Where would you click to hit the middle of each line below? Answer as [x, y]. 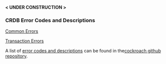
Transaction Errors [25, 41]
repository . [16, 56]
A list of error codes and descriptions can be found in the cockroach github [83, 51]
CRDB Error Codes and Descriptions [50, 20]
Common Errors [22, 31]
